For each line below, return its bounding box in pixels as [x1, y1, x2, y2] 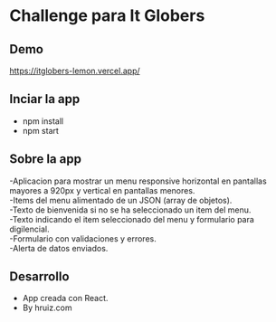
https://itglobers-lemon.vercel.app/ [9, 65, 140, 76]
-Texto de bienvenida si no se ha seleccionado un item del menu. [9, 204, 252, 215]
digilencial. [9, 223, 50, 234]
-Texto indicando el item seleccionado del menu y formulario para [9, 213, 255, 224]
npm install [22, 115, 64, 127]
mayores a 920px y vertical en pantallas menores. [9, 185, 195, 195]
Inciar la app [9, 91, 81, 107]
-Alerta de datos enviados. [9, 242, 109, 253]
